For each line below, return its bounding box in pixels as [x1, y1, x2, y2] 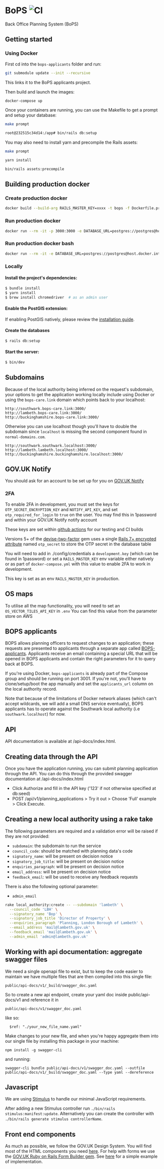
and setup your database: [5, 112, 57, 118]
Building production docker [5, 180, 90, 188]
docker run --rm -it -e [5, 251, 54, 256]
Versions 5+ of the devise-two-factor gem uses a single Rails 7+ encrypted [5, 536, 157, 541]
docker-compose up [5, 98, 42, 103]
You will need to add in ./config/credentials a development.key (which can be [5, 550, 159, 556]
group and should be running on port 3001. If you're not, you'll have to [5, 675, 146, 682]
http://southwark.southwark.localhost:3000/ [5, 443, 97, 448]
